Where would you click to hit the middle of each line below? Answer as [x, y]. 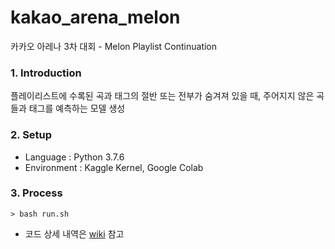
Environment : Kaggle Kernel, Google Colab [114, 167]
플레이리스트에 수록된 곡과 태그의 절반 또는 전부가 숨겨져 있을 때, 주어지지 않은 [162, 96]
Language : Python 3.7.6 [74, 157]
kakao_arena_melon [95, 17]
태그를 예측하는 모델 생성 [77, 108]
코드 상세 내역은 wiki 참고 [74, 233]
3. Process [36, 193]
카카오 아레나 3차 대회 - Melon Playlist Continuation [114, 46]
